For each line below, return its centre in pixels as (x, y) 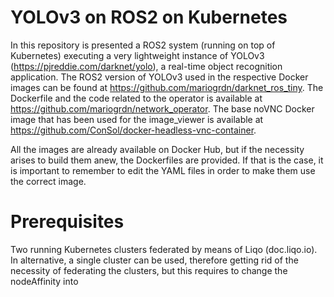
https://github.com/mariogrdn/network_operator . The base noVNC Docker (162, 108)
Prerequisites (67, 222)
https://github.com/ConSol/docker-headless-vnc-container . (133, 130)
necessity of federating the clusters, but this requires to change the (149, 270)
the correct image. (48, 181)
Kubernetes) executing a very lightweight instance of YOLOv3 (137, 55)
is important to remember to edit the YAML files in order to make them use (163, 170)
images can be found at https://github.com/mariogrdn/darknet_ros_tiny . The (167, 87)
